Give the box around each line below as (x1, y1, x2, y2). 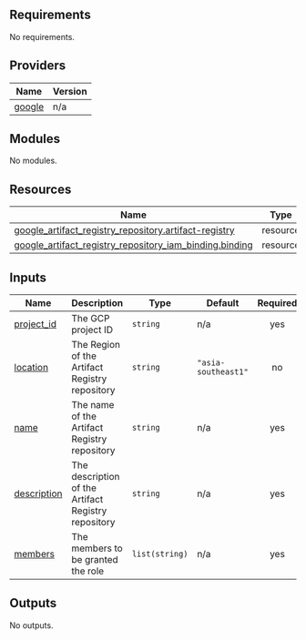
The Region (71, 339, 121, 351)
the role (71, 564, 105, 577)
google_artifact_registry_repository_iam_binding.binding (14, 239, 253, 251)
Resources (9, 181, 72, 197)
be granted (71, 554, 118, 566)
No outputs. (9, 619, 54, 631)
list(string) (131, 549, 189, 559)
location (14, 361, 48, 374)
